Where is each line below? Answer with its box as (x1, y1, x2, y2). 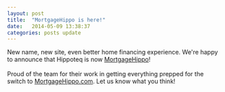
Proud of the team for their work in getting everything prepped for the (7, 70, 204, 78)
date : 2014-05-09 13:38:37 (7, 23, 91, 30)
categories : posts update (7, 29, 81, 36)
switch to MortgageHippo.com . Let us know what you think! (7, 77, 176, 86)
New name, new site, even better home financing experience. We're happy (7, 48, 218, 56)
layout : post (7, 10, 45, 17)
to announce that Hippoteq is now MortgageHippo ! (7, 56, 151, 64)
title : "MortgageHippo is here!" (7, 16, 106, 23)
